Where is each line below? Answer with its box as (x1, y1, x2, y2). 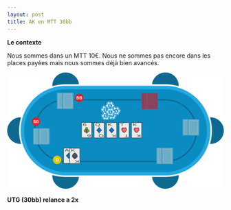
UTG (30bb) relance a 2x (7, 196, 79, 204)
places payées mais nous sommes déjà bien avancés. (7, 58, 159, 67)
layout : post (7, 11, 45, 18)
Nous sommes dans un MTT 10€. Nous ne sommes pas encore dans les (7, 51, 211, 60)
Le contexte (7, 38, 42, 46)
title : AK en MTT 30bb (7, 18, 72, 25)
